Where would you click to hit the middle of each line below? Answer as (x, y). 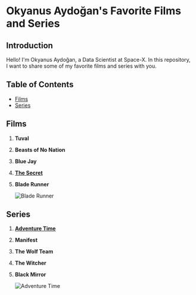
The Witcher (30, 263)
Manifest (26, 240)
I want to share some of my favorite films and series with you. (81, 66)
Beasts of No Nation (40, 150)
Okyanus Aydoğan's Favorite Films (94, 11)
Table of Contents (40, 85)
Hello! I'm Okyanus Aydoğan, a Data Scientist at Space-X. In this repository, (99, 60)
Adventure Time (35, 229)
